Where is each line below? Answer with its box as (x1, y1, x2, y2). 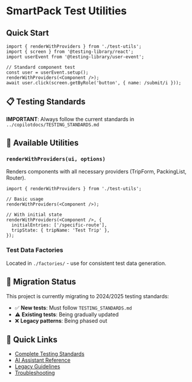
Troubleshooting (14, 370, 55, 377)
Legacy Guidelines (14, 363, 60, 370)
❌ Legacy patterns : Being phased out (14, 317, 108, 324)
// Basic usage (6, 196, 44, 202)
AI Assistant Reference (14, 356, 71, 364)
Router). (6, 174, 26, 181)
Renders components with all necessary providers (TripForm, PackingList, (6, 168, 187, 175)
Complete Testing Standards (14, 351, 85, 358)
